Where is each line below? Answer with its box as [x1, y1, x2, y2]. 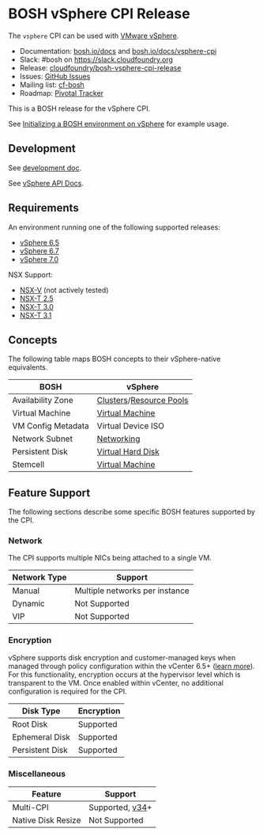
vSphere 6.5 [19, 237, 60, 247]
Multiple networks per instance [74, 585, 190, 596]
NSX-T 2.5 [19, 294, 54, 303]
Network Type [12, 572, 67, 583]
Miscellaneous [8, 768, 66, 779]
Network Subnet [12, 433, 73, 444]
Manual [12, 585, 40, 596]
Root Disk [12, 718, 48, 729]
